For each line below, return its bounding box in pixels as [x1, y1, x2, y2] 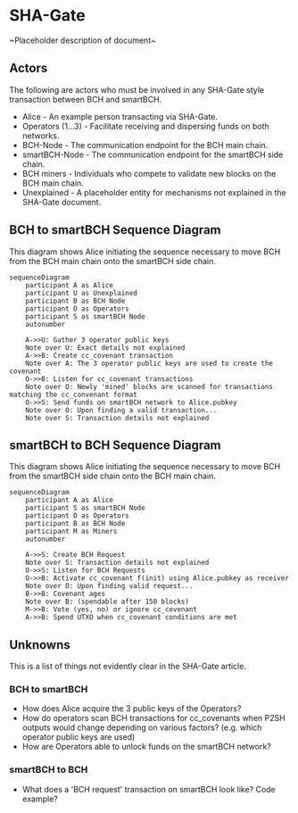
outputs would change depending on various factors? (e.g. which [21, 722, 262, 733]
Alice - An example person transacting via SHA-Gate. [21, 111, 219, 121]
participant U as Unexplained [25, 288, 138, 297]
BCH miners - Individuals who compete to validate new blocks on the [21, 168, 277, 178]
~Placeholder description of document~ [9, 35, 156, 46]
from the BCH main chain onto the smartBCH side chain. [9, 255, 216, 266]
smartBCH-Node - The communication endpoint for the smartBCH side [21, 149, 284, 160]
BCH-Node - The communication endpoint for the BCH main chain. [21, 139, 269, 150]
